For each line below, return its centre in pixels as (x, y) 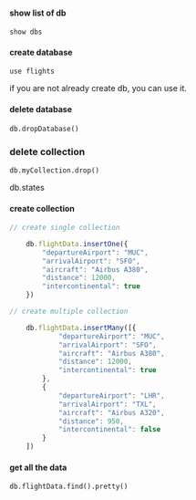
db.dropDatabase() (44, 129)
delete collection (47, 151)
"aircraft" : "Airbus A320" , (112, 412)
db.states (27, 187)
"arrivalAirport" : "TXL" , (107, 404)
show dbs (26, 32)
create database (41, 52)
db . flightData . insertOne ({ (77, 244)
